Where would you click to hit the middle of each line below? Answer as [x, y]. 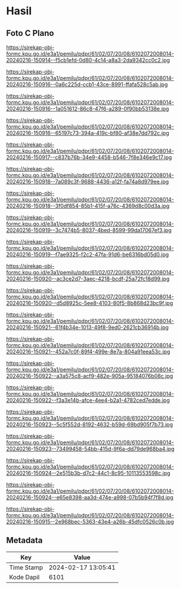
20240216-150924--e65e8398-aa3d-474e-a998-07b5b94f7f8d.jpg [90, 497]
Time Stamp [26, 567]
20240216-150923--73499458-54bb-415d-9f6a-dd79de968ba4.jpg [90, 449]
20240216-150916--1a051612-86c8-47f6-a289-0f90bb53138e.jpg [88, 109]
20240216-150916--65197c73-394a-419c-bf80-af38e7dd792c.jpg [88, 133]
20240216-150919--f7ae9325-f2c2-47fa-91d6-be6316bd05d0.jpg [88, 254]
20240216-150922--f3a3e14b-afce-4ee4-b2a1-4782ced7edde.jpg [88, 400]
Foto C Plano [30, 33]
